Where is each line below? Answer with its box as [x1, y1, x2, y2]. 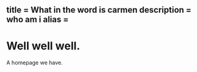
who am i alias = [6, 15, 69, 25]
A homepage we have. [6, 59, 63, 67]
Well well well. [6, 39, 81, 52]
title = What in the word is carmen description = [6, 5, 191, 15]
